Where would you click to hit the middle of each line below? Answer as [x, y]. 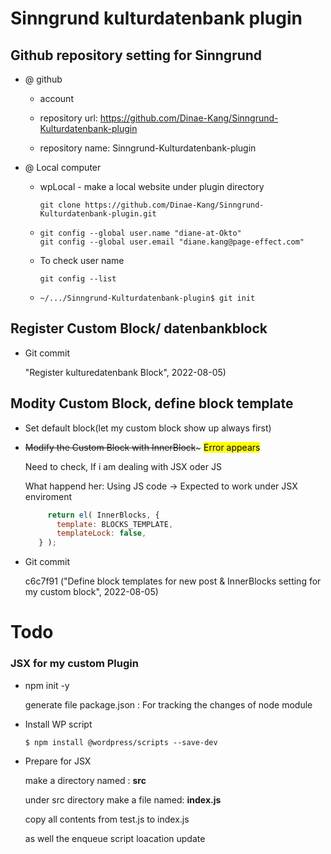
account [56, 98]
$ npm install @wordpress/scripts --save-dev [121, 742]
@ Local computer [63, 167]
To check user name [82, 260]
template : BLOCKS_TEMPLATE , [115, 524]
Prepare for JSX [58, 761]
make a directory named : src [85, 780]
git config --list [78, 279]
